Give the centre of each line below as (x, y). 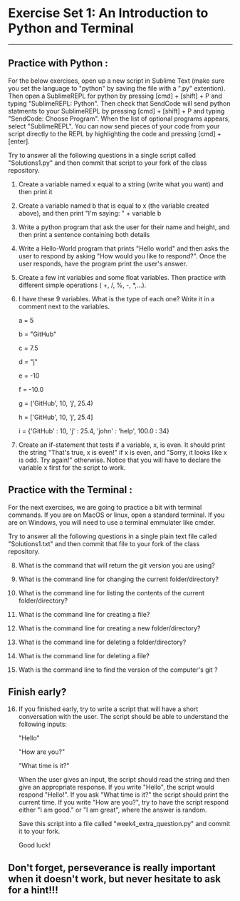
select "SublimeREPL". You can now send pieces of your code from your (114, 126)
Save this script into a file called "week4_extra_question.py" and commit (124, 824)
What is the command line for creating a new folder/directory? (109, 628)
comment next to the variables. (64, 306)
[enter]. (19, 141)
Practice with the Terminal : (70, 490)
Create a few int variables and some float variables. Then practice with (122, 277)
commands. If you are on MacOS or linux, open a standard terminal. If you (116, 515)
